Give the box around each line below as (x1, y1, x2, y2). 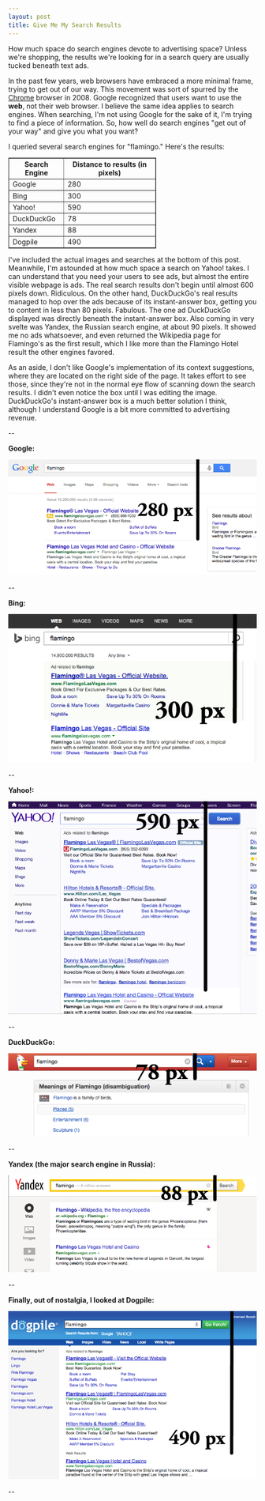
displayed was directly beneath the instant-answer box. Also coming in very (8, 314, 255, 323)
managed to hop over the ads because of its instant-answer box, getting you (8, 297, 257, 306)
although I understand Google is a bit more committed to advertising (8, 405, 230, 414)
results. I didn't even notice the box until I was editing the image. (8, 388, 218, 397)
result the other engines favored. (8, 348, 115, 356)
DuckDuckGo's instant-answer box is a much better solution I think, (8, 396, 227, 405)
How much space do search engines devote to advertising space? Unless (8, 43, 247, 53)
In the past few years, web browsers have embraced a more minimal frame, (8, 76, 254, 85)
